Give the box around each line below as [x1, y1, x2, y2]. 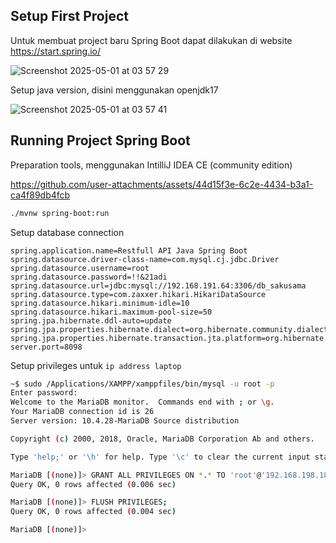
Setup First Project [10, 8, 129, 25]
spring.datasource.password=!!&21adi [10, 272, 168, 282]
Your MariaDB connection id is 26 [10, 407, 155, 417]
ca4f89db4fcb [10, 189, 71, 201]
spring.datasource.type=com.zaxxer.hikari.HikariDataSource [10, 289, 267, 299]
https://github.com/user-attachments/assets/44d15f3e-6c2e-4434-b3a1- [10, 178, 314, 190]
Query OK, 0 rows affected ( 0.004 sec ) [10, 507, 177, 517]
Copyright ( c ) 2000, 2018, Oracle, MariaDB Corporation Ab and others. [10, 434, 315, 444]
